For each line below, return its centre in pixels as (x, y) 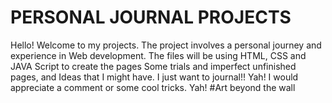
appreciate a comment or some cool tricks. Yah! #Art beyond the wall (153, 87)
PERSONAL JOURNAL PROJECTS (151, 17)
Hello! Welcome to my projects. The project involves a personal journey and (166, 45)
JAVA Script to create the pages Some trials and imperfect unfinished (153, 66)
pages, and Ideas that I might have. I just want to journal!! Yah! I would (154, 77)
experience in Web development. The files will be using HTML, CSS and (158, 55)
